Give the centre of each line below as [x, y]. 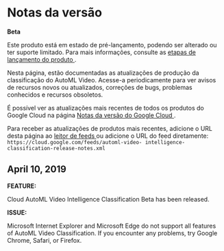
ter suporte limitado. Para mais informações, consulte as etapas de [102, 52]
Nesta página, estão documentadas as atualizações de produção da [103, 73]
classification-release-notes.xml [57, 148]
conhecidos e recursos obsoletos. [55, 95]
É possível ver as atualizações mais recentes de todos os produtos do [105, 108]
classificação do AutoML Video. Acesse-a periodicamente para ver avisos [112, 80]
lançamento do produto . [42, 59]
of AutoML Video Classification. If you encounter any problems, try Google [112, 233]
